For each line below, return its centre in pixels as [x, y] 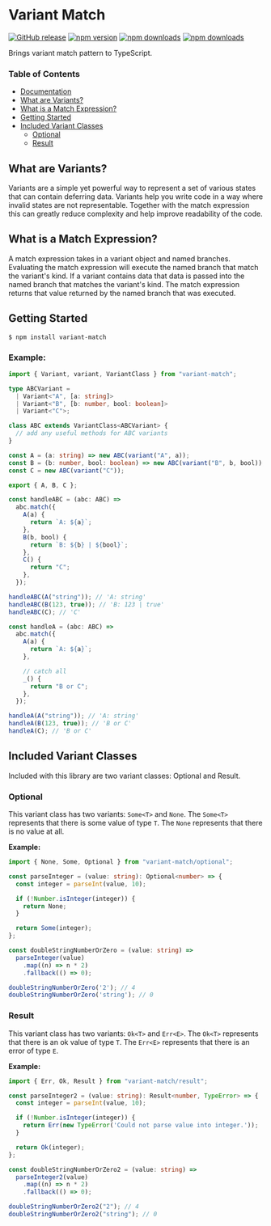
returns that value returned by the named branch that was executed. [122, 293]
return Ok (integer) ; [50, 1147]
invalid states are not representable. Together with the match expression [129, 205]
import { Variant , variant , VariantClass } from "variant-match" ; [123, 374]
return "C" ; [50, 568]
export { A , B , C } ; [43, 485]
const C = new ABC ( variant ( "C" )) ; [67, 471]
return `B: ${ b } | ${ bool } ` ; [79, 545]
